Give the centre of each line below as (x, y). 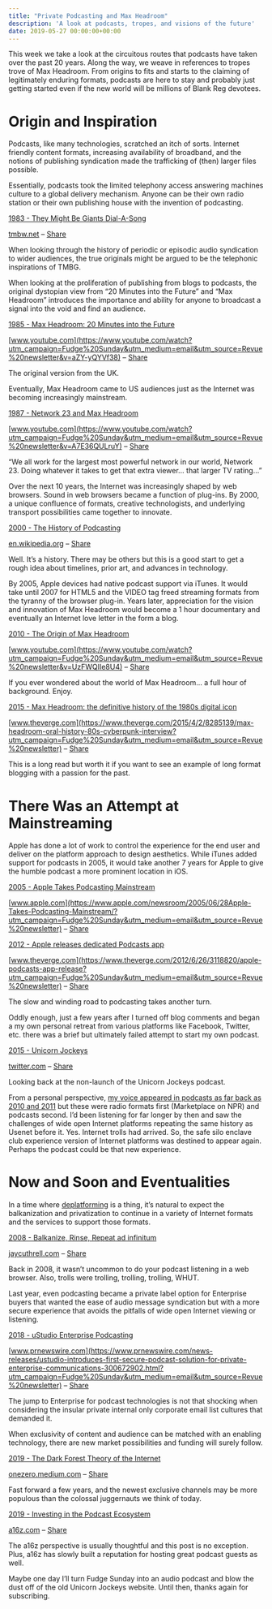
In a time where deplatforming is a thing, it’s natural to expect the (117, 1205)
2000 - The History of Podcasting (65, 528)
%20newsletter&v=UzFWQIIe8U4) (66, 667)
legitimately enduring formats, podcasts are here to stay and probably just (132, 80)
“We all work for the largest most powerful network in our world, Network (131, 462)
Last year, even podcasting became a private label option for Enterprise (127, 1294)
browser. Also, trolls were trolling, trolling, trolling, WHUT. (104, 1278)
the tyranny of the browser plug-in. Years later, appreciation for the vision (131, 601)
